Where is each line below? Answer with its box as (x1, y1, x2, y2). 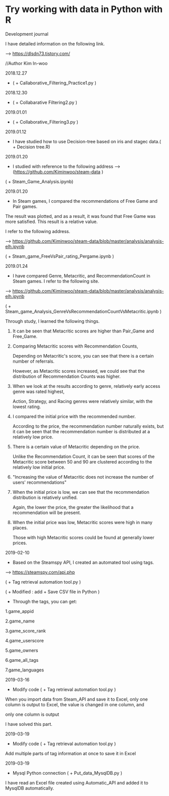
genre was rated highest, (12, 388, 65, 394)
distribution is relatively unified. (12, 494, 78, 500)
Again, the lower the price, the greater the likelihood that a (12, 504, 134, 510)
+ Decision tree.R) (12, 144, 50, 150)
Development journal (5, 31, 49, 37)
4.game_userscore (5, 637, 44, 644)
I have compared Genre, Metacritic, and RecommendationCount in (12, 272, 150, 278)
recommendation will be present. (12, 509, 81, 516)
